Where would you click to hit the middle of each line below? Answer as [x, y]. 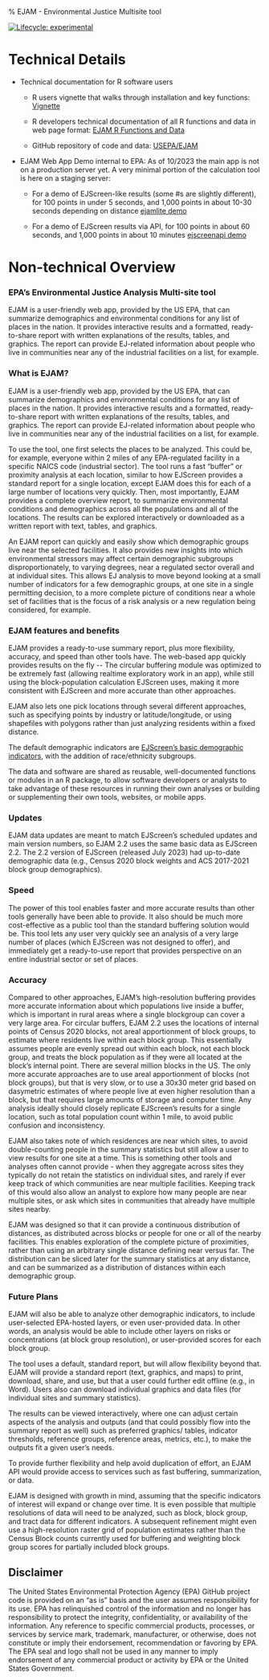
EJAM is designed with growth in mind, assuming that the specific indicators [134, 1496]
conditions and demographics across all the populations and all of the [124, 508]
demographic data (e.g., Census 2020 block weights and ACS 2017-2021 [129, 861]
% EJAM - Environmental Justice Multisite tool [85, 12]
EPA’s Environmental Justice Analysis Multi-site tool [112, 292]
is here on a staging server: [65, 178]
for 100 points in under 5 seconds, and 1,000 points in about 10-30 [142, 202]
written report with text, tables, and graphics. [83, 526]
